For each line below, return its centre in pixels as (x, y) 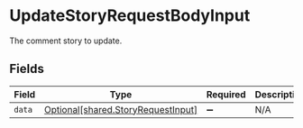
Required (226, 94)
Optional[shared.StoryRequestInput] (121, 109)
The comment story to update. (66, 41)
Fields (27, 69)
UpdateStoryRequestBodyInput (130, 16)
